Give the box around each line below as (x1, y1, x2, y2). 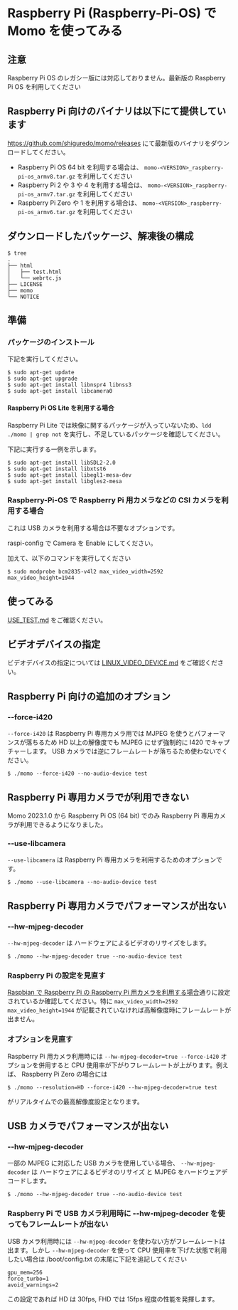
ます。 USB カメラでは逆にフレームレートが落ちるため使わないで (31, 747, 222, 756)
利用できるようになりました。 (19, 820, 107, 828)
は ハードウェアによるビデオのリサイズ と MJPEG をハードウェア (31, 1168, 222, 1176)
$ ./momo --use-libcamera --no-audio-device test (7, 879, 158, 886)
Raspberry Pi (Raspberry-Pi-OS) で (7, 5, 217, 21)
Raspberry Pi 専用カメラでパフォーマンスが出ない (7, 899, 227, 912)
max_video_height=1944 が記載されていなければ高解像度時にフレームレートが (7, 1006, 232, 1015)
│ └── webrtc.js (7, 274, 62, 282)
